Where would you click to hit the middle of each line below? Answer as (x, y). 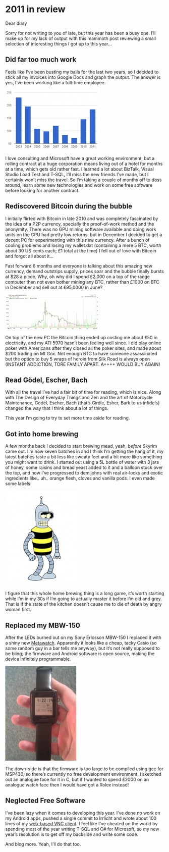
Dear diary (16, 23)
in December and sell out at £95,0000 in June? (54, 287)
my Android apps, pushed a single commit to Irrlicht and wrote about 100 (81, 818)
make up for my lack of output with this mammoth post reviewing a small (81, 38)
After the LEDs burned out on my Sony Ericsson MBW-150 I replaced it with (83, 637)
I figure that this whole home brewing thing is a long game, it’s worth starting (85, 594)
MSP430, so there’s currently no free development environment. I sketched (83, 774)
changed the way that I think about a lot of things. (57, 408)
